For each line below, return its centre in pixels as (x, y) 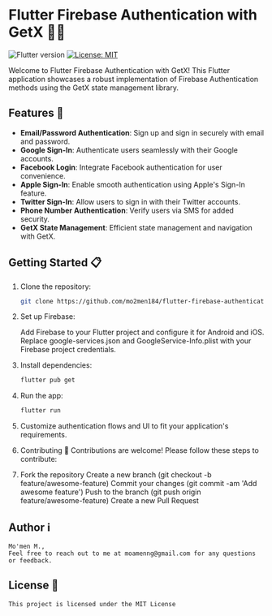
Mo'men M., (27, 546)
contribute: (39, 459)
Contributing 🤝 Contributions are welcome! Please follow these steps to (140, 450)
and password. (45, 141)
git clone (37, 301)
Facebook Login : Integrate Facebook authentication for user (121, 167)
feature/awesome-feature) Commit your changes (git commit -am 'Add (138, 484)
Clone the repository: (56, 286)
